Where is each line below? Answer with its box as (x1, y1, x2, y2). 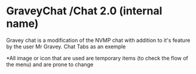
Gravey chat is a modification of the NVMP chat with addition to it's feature (6, 36, 191, 44)
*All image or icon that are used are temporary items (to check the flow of (6, 54, 188, 61)
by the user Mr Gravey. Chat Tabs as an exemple (6, 43, 126, 50)
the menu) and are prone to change (6, 61, 94, 68)
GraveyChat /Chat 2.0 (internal (6, 4, 163, 18)
